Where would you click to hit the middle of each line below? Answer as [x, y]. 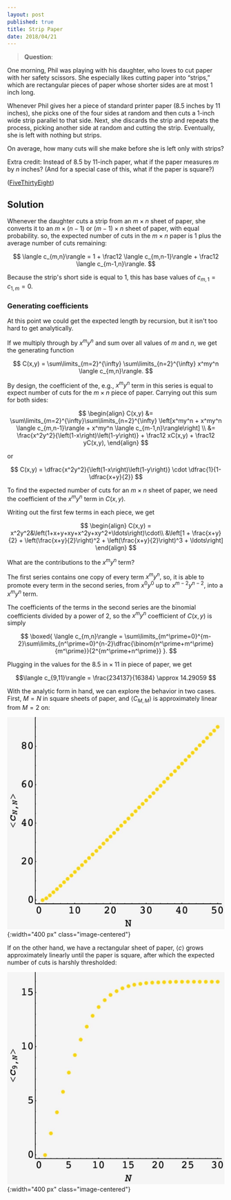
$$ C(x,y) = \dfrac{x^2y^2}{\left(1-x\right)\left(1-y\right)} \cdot [99, 469]
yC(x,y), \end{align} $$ [116, 443]
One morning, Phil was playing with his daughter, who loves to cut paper [110, 71]
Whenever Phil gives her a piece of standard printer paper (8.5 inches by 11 [114, 106]
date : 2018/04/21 [32, 37]
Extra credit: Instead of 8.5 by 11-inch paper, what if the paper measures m [113, 162]
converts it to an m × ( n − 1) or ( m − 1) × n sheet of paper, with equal [103, 229]
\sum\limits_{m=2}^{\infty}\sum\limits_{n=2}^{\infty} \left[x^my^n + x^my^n [116, 421]
